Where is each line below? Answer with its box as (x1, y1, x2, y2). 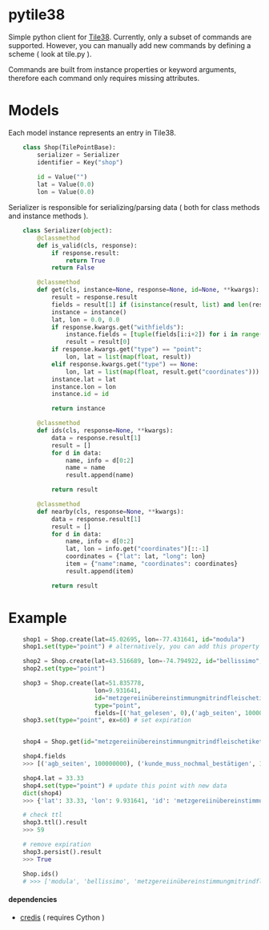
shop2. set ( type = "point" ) (22, 665, 106, 673)
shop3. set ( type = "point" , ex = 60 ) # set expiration (22, 716, 192, 725)
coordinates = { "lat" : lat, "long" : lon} (65, 552, 206, 560)
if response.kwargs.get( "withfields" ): (50, 323, 184, 331)
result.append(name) (65, 471, 134, 479)
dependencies (8, 895, 58, 904)
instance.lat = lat (50, 375, 116, 383)
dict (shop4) (22, 789, 62, 797)
